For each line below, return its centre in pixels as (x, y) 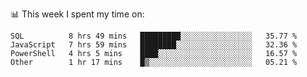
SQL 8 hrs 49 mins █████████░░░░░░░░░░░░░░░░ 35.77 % (154, 36)
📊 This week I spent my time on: (77, 14)
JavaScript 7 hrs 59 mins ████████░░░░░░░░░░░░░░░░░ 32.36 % (154, 45)
